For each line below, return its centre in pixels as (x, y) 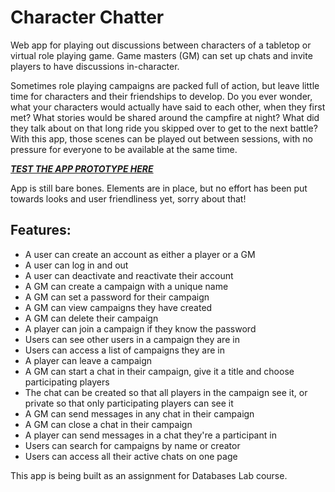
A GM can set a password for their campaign (117, 297)
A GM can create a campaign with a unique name (126, 286)
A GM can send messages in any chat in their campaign (139, 413)
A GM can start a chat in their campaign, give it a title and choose (159, 371)
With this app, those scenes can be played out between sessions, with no (161, 138)
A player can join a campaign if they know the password (140, 328)
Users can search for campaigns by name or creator (132, 445)
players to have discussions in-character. (95, 66)
